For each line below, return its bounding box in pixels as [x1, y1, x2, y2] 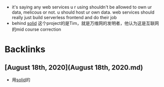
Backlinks [4, 44, 46, 55]
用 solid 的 [11, 77, 31, 83]
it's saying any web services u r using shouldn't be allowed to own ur [11, 4, 152, 10]
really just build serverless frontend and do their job [11, 15, 117, 20]
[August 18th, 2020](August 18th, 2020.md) [4, 63, 143, 71]
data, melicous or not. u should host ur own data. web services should [11, 9, 155, 15]
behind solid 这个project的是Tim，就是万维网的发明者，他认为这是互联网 [11, 21, 159, 26]
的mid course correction [11, 26, 62, 32]
